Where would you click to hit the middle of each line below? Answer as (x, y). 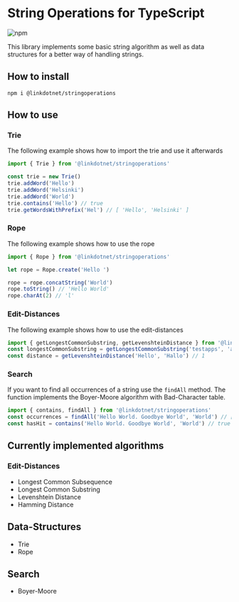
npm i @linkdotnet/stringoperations (62, 93)
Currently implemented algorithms (86, 446)
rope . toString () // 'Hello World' (59, 289)
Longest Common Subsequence (65, 481)
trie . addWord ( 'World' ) (41, 197)
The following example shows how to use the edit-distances (95, 330)
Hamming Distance (46, 504)
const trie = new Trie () (44, 177)
